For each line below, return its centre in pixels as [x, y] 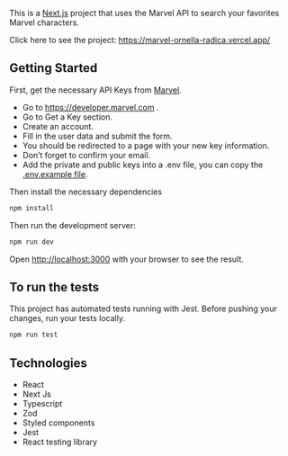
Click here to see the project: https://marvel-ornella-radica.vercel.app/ [140, 40]
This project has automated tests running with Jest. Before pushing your [143, 308]
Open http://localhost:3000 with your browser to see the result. [127, 259]
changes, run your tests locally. [67, 318]
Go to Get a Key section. [67, 117]
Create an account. [58, 126]
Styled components [58, 423]
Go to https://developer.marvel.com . [90, 107]
